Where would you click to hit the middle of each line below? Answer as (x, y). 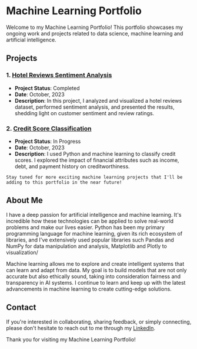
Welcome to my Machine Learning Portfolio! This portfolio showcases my (95, 27)
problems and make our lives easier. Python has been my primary (85, 227)
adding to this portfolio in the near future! (64, 182)
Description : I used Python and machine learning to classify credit (95, 154)
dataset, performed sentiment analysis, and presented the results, (94, 107)
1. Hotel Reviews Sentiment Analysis (59, 75)
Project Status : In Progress (48, 141)
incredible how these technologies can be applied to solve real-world (90, 221)
